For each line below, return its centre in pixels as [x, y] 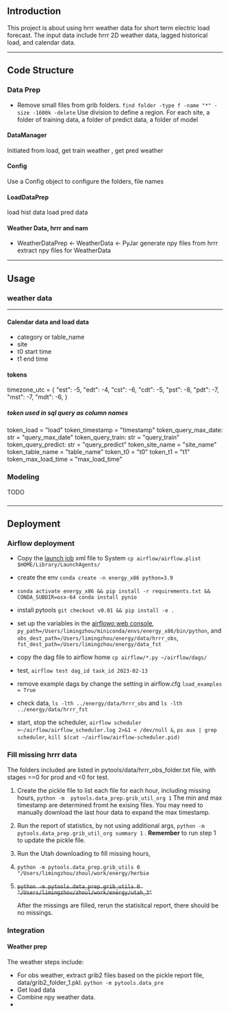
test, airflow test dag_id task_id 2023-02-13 [82, 671]
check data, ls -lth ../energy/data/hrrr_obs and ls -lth [100, 703]
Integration [26, 930]
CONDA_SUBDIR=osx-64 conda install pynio [77, 597]
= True [26, 691]
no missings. [35, 912]
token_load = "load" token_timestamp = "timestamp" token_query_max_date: [115, 430]
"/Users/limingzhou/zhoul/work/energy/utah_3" [85, 892]
